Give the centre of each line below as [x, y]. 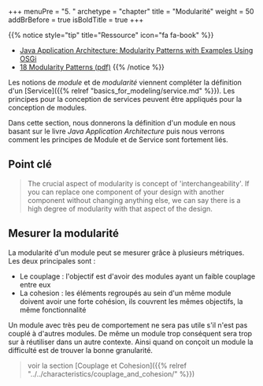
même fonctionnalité [53, 309]
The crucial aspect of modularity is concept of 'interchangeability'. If [138, 183]
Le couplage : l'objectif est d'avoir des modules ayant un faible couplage [137, 276]
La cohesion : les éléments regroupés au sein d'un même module [125, 293]
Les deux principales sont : [52, 260]
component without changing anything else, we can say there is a [134, 200]
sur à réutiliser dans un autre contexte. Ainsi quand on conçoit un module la [131, 342]
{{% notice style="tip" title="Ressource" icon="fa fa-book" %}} [111, 35]
